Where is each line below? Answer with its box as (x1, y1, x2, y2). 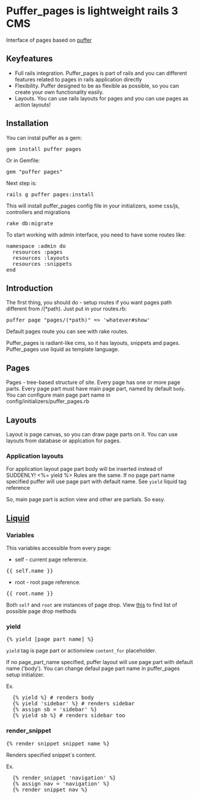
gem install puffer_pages (6, 146, 82, 152)
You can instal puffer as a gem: (6, 134, 82, 141)
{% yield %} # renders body (12, 694, 94, 701)
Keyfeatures (6, 54, 53, 64)
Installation (6, 118, 49, 128)
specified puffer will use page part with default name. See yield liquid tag (6, 478, 187, 485)
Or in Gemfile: (6, 156, 40, 164)
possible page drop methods (6, 608, 77, 615)
